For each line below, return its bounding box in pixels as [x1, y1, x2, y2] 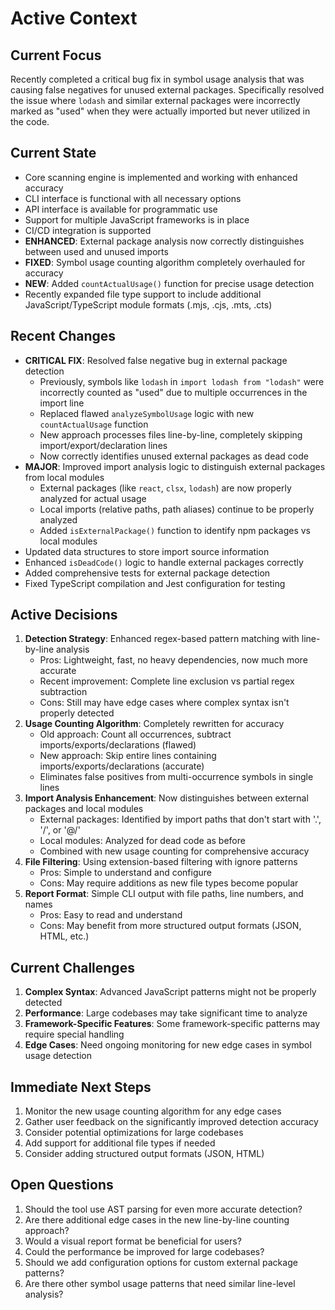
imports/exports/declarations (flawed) [39, 739, 197, 751]
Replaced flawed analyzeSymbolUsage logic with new [39, 407, 255, 419]
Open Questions [10, 1177, 114, 1194]
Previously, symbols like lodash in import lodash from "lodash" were [39, 375, 325, 387]
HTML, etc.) [39, 930, 90, 942]
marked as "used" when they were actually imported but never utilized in [10, 105, 311, 117]
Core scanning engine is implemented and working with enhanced [24, 171, 298, 183]
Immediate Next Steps [10, 1078, 152, 1096]
